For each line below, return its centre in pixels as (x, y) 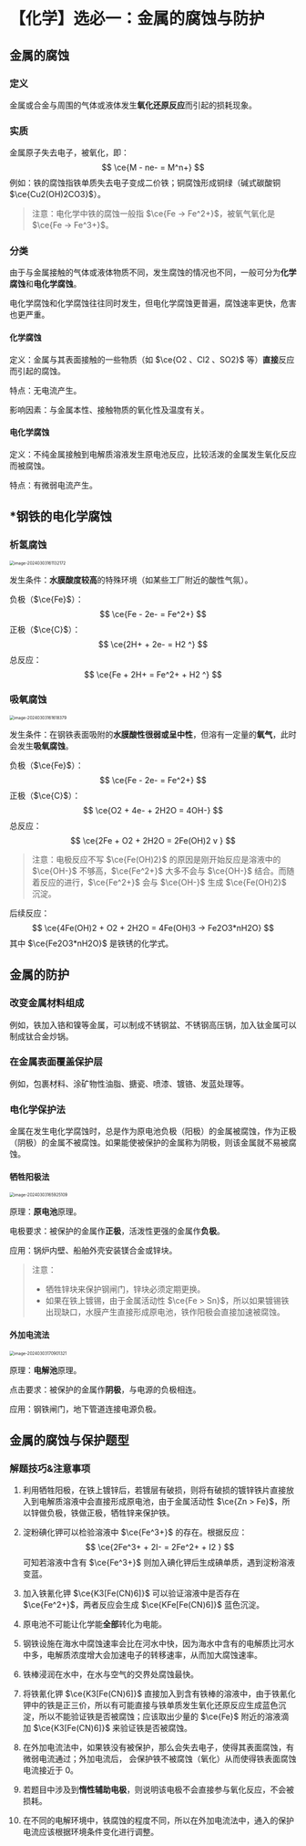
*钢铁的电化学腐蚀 (61, 517)
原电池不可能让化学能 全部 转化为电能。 (94, 1624)
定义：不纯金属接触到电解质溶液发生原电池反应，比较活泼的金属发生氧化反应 (153, 454)
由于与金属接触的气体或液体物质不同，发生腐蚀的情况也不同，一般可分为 (145, 273)
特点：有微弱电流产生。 (53, 485)
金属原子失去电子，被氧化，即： (69, 152)
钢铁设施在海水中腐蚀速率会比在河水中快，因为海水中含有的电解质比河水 (158, 1643)
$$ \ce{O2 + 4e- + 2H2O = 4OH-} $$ (153, 810)
